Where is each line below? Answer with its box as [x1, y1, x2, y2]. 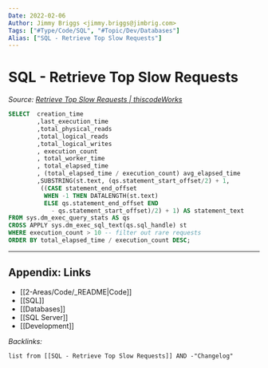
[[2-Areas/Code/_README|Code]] [19, 287, 132, 296]
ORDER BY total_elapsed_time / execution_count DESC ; [8, 236, 191, 244]
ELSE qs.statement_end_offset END [43, 199, 159, 208]
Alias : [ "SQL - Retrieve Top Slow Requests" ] [8, 34, 162, 42]
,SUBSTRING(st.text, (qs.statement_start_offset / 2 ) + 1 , [37, 177, 230, 185]
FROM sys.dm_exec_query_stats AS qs [8, 214, 130, 222]
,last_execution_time [37, 117, 109, 126]
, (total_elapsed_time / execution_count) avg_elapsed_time [37, 169, 241, 178]
